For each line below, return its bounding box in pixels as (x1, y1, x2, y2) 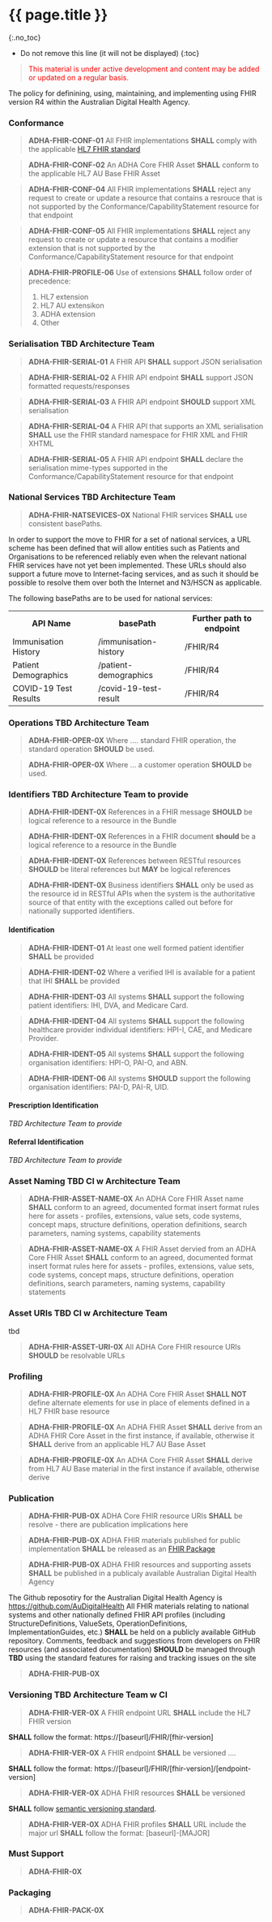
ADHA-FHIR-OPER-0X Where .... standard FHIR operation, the (28, 736, 236, 745)
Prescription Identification (8, 1100, 99, 1110)
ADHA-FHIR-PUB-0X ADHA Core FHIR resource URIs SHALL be (28, 1511, 243, 1521)
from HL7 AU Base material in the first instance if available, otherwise (28, 1463, 260, 1473)
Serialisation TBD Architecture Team (8, 339, 155, 350)
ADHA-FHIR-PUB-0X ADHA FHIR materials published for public (28, 1535, 241, 1545)
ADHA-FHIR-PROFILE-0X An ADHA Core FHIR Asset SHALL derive (28, 1455, 253, 1465)
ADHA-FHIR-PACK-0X (28, 1906, 104, 1916)
